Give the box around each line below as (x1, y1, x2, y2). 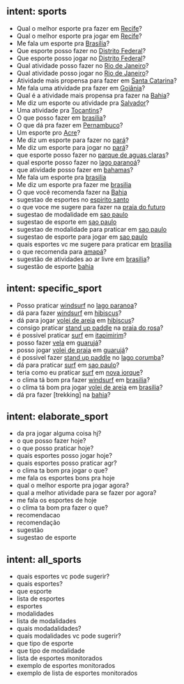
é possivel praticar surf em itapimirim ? (16, 330, 127, 339)
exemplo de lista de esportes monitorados (16, 669, 138, 678)
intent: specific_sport (6, 283, 102, 295)
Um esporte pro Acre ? (16, 128, 81, 137)
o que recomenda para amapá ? (16, 247, 107, 256)
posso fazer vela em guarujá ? (16, 338, 102, 347)
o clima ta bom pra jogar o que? (16, 466, 109, 475)
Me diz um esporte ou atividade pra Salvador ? (16, 98, 150, 107)
